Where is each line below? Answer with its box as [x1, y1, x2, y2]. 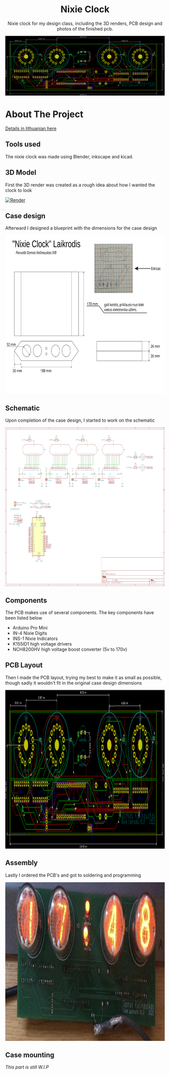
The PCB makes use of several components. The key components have [5, 609, 154, 615]
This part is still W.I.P [5, 1064, 49, 1070]
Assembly [5, 859, 38, 867]
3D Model [5, 169, 36, 177]
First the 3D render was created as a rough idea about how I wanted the [5, 182, 155, 188]
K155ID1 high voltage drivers [12, 641, 72, 647]
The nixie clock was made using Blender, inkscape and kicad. [5, 153, 134, 159]
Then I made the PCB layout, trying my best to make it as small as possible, [5, 674, 162, 681]
